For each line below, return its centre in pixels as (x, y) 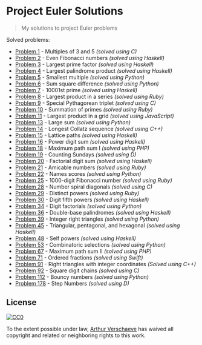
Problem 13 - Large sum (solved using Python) (73, 122)
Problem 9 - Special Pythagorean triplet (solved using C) (85, 103)
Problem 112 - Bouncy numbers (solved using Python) (82, 276)
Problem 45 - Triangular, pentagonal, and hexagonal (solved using (97, 225)
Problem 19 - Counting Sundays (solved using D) (76, 154)
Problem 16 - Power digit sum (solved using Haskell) (80, 141)
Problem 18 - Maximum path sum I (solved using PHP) (82, 148)
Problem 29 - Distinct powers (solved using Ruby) (77, 193)
